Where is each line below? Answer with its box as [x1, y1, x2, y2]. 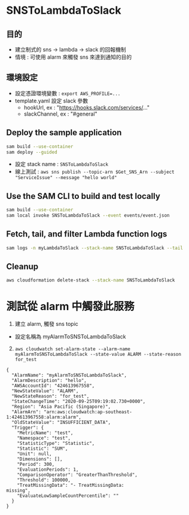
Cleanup [6, 262, 39, 272]
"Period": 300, [17, 462, 55, 468]
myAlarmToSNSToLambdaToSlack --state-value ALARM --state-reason [14, 352, 181, 358]
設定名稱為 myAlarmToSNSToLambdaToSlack [14, 333, 126, 340]
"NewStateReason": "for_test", [11, 393, 90, 399]
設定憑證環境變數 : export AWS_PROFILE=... [14, 89, 121, 96]
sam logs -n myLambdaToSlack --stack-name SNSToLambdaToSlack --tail [6, 245, 184, 251]
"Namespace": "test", [17, 435, 71, 441]
